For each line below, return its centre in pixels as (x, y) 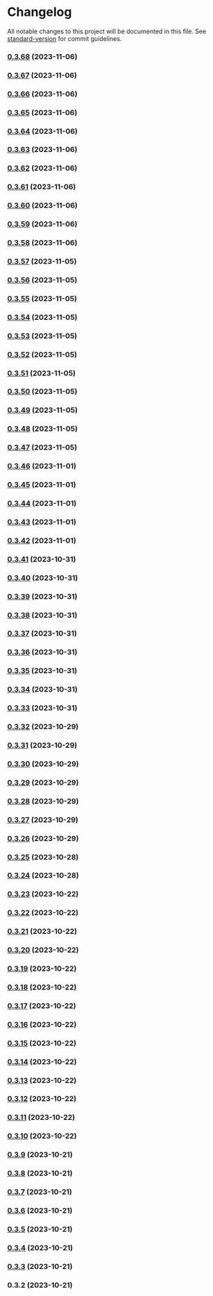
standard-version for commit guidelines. (65, 38)
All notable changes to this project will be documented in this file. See (107, 31)
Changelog (40, 12)
